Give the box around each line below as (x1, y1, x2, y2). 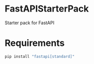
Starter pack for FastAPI (5, 20, 55, 26)
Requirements (5, 37, 65, 49)
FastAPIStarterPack (5, 3, 89, 15)
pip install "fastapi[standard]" (5, 54, 75, 59)
